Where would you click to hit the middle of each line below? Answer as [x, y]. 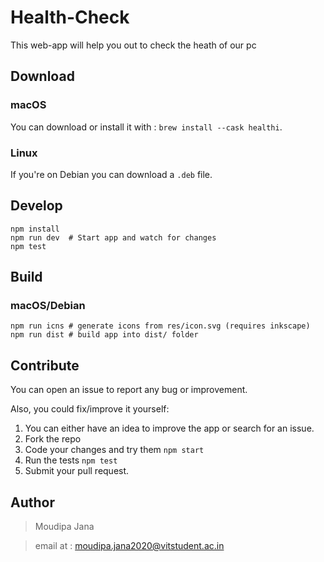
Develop [36, 206]
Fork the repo [53, 439]
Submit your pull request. [77, 471]
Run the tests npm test [71, 460]
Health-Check [70, 17]
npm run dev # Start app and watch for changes [113, 237]
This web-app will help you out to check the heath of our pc [133, 45]
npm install [35, 229]
